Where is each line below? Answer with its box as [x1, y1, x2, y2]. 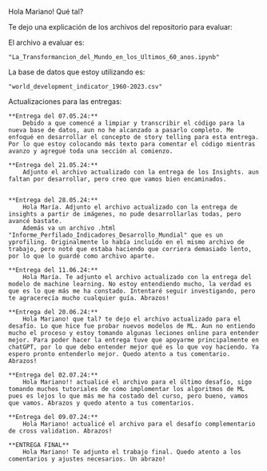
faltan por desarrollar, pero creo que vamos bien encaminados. [8, 175, 227, 183]
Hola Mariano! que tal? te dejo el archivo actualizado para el [22, 315, 241, 323]
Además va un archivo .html [22, 224, 116, 232]
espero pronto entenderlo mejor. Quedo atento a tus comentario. [8, 350, 230, 358]
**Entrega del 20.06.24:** [8, 308, 98, 316]
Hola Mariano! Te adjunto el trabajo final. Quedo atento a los [22, 448, 241, 456]
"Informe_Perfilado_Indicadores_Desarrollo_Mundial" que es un [8, 231, 224, 239]
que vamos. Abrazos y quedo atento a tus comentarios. [8, 399, 195, 407]
